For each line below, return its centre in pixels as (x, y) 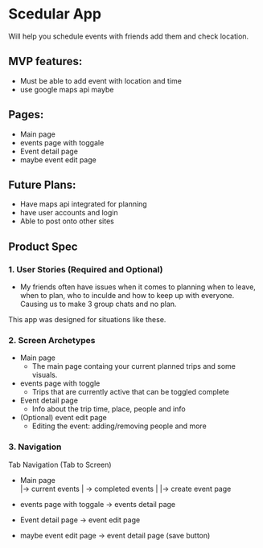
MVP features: (45, 61)
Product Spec (43, 246)
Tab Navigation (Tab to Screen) (60, 464)
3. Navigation (35, 447)
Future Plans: (42, 184)
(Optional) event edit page (63, 418)
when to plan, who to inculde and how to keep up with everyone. (127, 296)
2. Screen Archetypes (52, 340)
